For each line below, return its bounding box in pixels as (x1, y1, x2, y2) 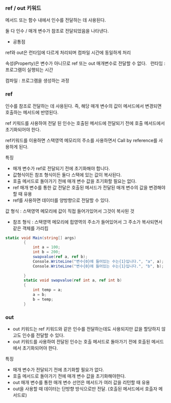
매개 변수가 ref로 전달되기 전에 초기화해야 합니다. (12, 165, 110, 171)
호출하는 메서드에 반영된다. (5, 109, 59, 115)
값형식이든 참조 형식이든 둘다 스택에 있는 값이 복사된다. (12, 172, 122, 178)
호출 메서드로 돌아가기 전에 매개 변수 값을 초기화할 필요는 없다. (12, 178, 137, 184)
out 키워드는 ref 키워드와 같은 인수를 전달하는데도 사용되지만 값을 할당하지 (12, 326, 161, 332)
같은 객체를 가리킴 (12, 225, 48, 231)
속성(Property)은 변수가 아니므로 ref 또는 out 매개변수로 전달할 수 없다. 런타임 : (5, 60, 166, 67)
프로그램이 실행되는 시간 (5, 67, 54, 73)
